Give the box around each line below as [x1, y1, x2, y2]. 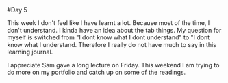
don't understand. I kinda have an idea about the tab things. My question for [7, 27, 222, 34]
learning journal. [7, 48, 53, 56]
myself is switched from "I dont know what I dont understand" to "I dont [7, 33, 210, 41]
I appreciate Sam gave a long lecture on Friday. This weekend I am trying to [7, 61, 220, 69]
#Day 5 [7, 6, 27, 14]
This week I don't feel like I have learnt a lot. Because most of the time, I [7, 19, 210, 27]
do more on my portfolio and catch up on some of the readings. [7, 68, 186, 76]
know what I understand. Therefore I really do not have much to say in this [7, 41, 217, 48]
